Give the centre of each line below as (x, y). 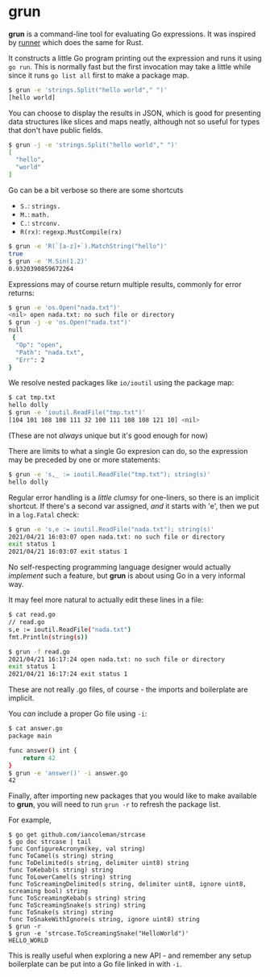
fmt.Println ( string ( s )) (48, 637)
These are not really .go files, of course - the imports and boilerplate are (128, 690)
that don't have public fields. (56, 130)
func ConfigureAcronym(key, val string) (77, 849)
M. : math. (35, 214)
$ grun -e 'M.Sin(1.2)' (48, 261)
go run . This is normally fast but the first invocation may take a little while (130, 66)
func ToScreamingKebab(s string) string (77, 898)
